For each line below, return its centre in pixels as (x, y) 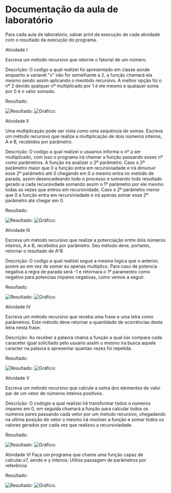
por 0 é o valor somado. (30, 91)
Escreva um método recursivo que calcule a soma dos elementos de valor (83, 388)
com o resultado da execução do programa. (51, 40)
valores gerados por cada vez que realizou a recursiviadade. (69, 425)
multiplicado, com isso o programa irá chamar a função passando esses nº (84, 157)
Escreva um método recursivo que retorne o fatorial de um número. (76, 59)
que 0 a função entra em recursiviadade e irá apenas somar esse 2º (77, 195)
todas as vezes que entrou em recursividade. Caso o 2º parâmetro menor (83, 190)
